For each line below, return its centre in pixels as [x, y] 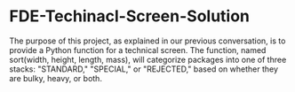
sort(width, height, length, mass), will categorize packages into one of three [148, 59]
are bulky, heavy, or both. [56, 78]
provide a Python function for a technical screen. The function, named [138, 50]
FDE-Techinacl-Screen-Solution [130, 16]
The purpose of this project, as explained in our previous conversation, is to [147, 41]
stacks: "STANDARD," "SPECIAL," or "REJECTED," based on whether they [144, 69]
